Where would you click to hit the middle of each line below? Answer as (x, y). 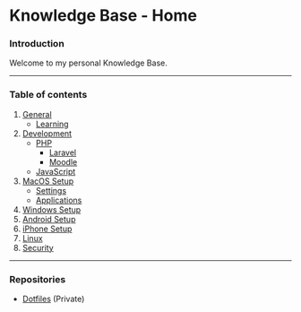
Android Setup (49, 219)
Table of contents (48, 95)
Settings (51, 190)
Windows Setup (52, 209)
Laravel (63, 152)
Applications (59, 200)
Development (47, 133)
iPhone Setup (47, 229)
